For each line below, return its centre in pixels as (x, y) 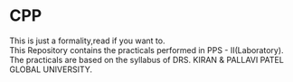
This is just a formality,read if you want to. (87, 41)
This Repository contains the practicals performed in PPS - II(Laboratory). (146, 50)
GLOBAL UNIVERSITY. (51, 69)
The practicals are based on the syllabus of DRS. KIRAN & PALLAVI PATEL (147, 59)
